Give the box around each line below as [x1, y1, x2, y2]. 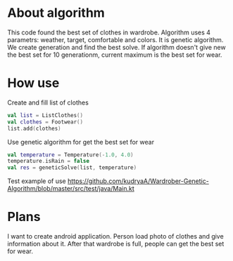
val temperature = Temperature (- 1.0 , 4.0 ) [7, 151, 134, 159]
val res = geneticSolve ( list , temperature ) [7, 164, 137, 171]
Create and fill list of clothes [7, 98, 89, 107]
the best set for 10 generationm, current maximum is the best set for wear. [7, 51, 222, 59]
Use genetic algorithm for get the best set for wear [7, 138, 155, 146]
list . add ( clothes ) [7, 125, 61, 132]
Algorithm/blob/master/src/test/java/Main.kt [7, 185, 135, 193]
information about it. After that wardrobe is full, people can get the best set [7, 240, 225, 248]
